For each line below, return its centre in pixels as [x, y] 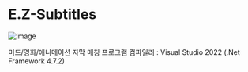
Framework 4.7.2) [37, 61]
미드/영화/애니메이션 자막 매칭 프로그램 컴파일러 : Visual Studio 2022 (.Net [124, 52]
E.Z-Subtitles [53, 14]
